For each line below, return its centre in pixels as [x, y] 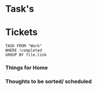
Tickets [21, 32]
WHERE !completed [24, 51]
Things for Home [27, 68]
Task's [20, 9]
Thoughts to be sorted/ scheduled [48, 81]
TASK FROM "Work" [24, 46]
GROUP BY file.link [26, 55]
